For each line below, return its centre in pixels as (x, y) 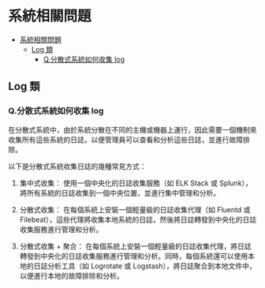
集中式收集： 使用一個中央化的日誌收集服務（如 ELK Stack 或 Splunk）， (136, 183)
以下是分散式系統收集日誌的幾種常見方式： (77, 166)
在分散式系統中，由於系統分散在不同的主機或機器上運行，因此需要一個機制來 (132, 129)
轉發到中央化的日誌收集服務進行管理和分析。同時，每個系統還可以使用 (134, 256)
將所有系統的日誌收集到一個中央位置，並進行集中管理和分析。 (120, 193)
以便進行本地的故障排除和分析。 (71, 275)
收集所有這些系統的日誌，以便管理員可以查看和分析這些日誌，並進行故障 (125, 140)
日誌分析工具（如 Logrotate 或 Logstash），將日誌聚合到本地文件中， (145, 266)
